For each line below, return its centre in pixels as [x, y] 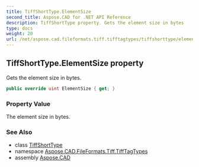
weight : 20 [20, 34]
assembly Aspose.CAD [43, 157]
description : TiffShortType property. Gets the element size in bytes [95, 23]
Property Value [28, 103]
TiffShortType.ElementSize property [75, 63]
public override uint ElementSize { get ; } [61, 89]
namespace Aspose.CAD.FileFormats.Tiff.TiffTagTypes [81, 152]
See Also [19, 132]
